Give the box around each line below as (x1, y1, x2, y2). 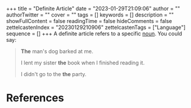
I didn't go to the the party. (20, 71, 87, 77)
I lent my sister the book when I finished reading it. (20, 59, 145, 66)
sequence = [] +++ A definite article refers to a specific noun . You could (6, 30, 183, 37)
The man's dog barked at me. (20, 48, 94, 55)
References (6, 91, 64, 105)
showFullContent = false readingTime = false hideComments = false (6, 18, 173, 24)
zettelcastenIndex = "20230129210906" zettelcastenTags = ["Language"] (6, 24, 186, 31)
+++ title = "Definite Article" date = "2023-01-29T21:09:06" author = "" (6, 5, 180, 12)
